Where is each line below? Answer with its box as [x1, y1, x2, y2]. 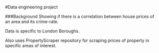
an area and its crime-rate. [5, 19, 59, 24]
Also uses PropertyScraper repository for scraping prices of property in [5, 37, 149, 43]
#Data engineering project [5, 4, 58, 10]
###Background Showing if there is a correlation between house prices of [5, 14, 155, 19]
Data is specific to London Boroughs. [5, 28, 80, 34]
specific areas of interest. [5, 43, 57, 48]
